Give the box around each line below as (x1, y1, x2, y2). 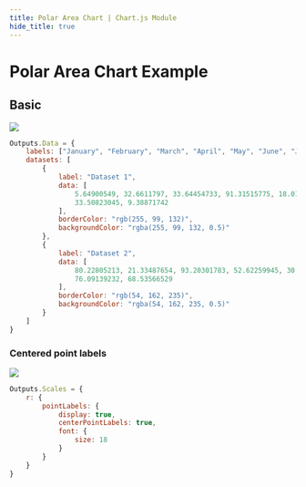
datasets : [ (25, 156, 71, 165)
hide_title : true (9, 22, 76, 31)
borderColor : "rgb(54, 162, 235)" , (57, 291, 194, 301)
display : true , (57, 409, 117, 420)
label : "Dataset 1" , (57, 172, 137, 181)
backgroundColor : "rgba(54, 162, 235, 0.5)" (57, 300, 230, 309)
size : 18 (74, 435, 107, 445)
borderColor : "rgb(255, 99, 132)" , (57, 215, 194, 224)
